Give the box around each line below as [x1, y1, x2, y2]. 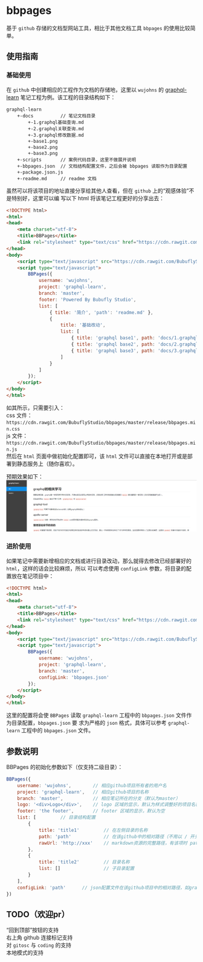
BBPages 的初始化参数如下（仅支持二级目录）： [6, 763, 123, 770]
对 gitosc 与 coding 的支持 [6, 941, 71, 949]
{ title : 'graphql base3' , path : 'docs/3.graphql [71, 347, 199, 354]
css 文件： [6, 411, 33, 419]
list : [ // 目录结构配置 [17, 814, 96, 820]
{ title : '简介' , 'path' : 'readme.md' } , [49, 309, 153, 315]
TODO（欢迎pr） [6, 909, 69, 920]
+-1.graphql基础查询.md [28, 119, 85, 125]
